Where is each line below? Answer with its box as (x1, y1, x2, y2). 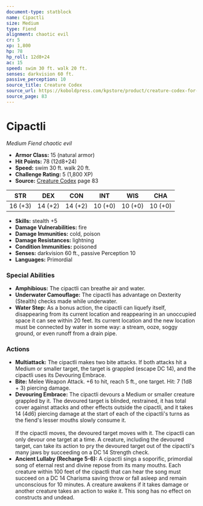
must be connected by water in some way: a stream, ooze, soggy (14, 323, 178, 330)
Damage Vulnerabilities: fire (14, 224, 87, 231)
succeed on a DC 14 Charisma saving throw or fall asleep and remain (14, 474, 187, 482)
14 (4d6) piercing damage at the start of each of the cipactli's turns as (14, 410, 190, 418)
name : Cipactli (6, 15, 45, 21)
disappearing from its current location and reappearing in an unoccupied (14, 310, 196, 318)
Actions (6, 345, 30, 353)
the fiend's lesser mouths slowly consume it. (14, 416, 127, 424)
